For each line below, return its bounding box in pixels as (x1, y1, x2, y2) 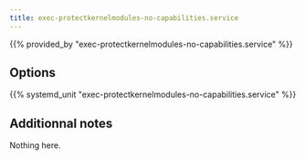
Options (9, 65, 57, 80)
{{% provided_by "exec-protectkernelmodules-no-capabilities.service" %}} (9, 38, 294, 49)
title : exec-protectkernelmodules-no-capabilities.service (9, 13, 239, 23)
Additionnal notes (9, 115, 113, 131)
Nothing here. (9, 140, 61, 151)
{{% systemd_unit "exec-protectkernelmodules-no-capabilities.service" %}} (9, 89, 297, 101)
